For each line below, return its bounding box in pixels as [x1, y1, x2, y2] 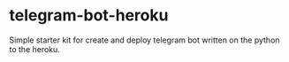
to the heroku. [9, 43, 60, 54]
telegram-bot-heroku [9, 5, 169, 26]
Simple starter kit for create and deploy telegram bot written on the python [9, 35, 280, 45]
